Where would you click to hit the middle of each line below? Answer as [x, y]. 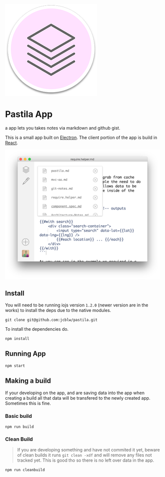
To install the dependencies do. [37, 329]
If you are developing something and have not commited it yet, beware [88, 450]
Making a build [28, 381]
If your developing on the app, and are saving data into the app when [75, 393]
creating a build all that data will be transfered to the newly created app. [78, 398]
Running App [26, 354]
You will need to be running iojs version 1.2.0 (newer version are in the [77, 305]
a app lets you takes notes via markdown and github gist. [63, 128]
